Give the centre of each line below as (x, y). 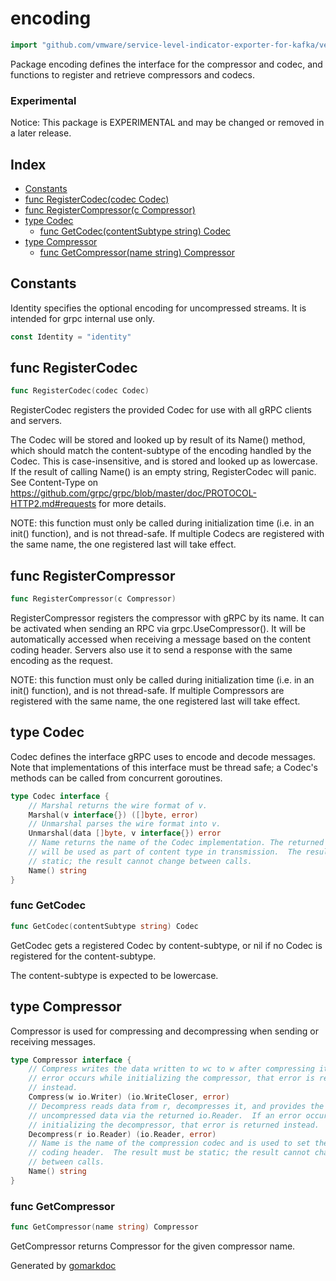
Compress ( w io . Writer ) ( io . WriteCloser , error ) (129, 1097)
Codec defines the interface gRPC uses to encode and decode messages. (163, 756)
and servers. (36, 421)
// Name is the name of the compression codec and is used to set (169, 1143)
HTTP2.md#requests (53, 504)
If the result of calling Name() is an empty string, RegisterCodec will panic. (163, 472)
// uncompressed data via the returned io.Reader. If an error (165, 1115)
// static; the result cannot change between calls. (140, 861)
